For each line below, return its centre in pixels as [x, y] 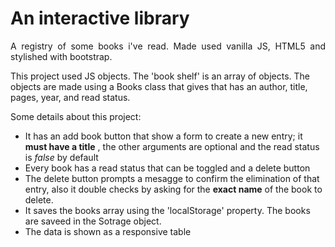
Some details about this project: [76, 116]
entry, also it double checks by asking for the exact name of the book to [173, 189]
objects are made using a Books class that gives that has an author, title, [159, 86]
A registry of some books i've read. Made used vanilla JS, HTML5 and [168, 46]
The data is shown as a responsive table [108, 231]
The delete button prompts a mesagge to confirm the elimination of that [172, 178]
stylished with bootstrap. [61, 56]
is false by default [61, 157]
